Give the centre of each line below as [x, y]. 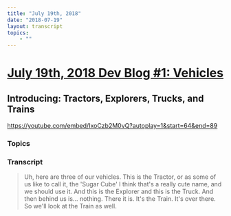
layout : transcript [35, 26]
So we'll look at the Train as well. [70, 206]
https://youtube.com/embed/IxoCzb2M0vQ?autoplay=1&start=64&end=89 [112, 126]
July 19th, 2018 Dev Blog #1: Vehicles [115, 73]
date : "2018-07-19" [35, 20]
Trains [21, 109]
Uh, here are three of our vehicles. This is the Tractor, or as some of [120, 177]
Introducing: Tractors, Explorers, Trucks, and [106, 98]
